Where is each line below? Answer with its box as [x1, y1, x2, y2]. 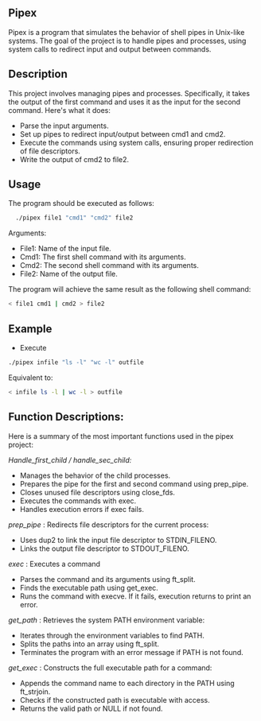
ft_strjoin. [19, 687, 51, 696]
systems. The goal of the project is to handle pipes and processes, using [8, 36, 247, 45]
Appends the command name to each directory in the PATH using [19, 678, 235, 688]
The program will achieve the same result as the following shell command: [8, 285, 251, 294]
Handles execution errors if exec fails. [19, 504, 145, 514]
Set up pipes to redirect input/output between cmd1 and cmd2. [19, 129, 226, 138]
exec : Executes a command [8, 559, 101, 568]
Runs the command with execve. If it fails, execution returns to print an [19, 591, 251, 601]
